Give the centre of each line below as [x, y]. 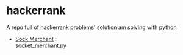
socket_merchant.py [41, 45]
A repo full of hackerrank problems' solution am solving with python [91, 27]
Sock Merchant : [36, 39]
